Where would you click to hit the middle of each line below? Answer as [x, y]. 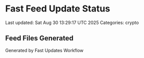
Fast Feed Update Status [58, 9]
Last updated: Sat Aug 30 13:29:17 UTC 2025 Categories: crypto [72, 22]
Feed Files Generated [39, 38]
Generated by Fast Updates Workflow [44, 50]
